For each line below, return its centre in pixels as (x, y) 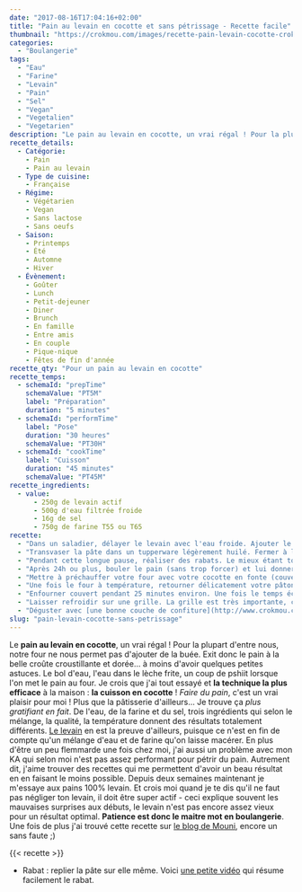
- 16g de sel (58, 519)
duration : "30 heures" (68, 435)
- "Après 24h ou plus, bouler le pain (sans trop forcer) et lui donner (156, 569)
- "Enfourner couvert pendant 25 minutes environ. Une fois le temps (150, 594)
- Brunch (42, 318)
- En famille (50, 327)
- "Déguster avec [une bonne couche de (92, 611)
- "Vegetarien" (46, 127)
